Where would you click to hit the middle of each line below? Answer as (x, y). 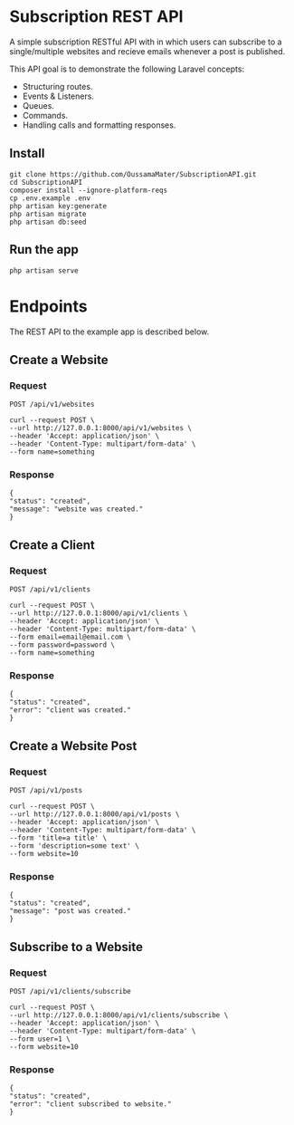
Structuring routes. (57, 86)
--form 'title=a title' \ (58, 838)
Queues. (38, 105)
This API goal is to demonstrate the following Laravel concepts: (127, 69)
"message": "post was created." (70, 911)
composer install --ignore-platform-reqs (89, 190)
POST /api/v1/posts (46, 791)
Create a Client (52, 545)
